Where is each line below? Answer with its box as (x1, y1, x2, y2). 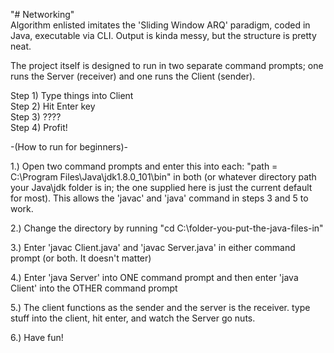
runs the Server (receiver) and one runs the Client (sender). (10, 70, 256, 82)
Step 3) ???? (10, 111, 62, 123)
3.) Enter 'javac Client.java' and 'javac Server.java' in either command (10, 242, 296, 253)
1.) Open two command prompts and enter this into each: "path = (10, 160, 278, 172)
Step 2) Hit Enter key (10, 100, 96, 112)
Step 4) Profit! (10, 122, 68, 133)
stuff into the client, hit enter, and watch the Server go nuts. (10, 312, 256, 324)
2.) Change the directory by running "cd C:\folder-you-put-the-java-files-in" (10, 222, 324, 234)
